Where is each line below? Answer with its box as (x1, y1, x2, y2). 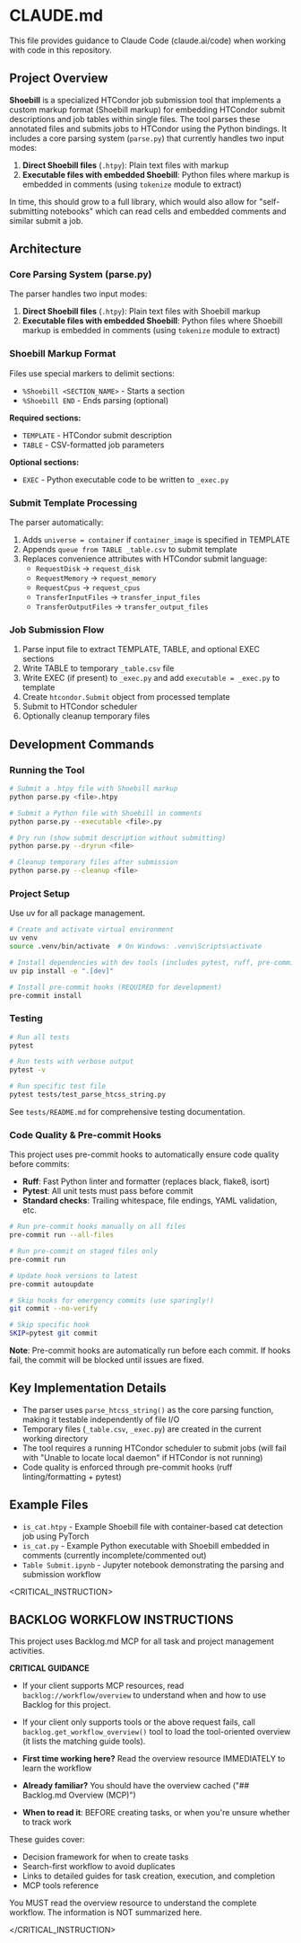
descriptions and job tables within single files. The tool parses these (9, 113, 261, 124)
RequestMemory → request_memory (35, 572, 157, 584)
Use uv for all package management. (9, 908, 146, 919)
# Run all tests (9, 1032, 70, 1042)
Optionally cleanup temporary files (21, 711, 150, 721)
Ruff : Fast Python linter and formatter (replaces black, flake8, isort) (21, 1176, 271, 1187)
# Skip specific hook (9, 1320, 90, 1329)
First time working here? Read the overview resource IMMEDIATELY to (21, 1753, 286, 1764)
